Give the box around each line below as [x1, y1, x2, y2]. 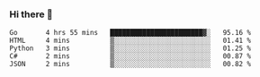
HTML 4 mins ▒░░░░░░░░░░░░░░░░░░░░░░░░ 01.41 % [9, 36, 252, 46]
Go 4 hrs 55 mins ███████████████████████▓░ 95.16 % [9, 29, 252, 38]
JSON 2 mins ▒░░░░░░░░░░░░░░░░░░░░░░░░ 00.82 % [9, 60, 252, 69]
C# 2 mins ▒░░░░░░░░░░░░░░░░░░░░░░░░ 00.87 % [9, 52, 252, 61]
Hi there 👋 [9, 8, 54, 21]
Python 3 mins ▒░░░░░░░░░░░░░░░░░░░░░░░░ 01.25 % [9, 44, 252, 53]
